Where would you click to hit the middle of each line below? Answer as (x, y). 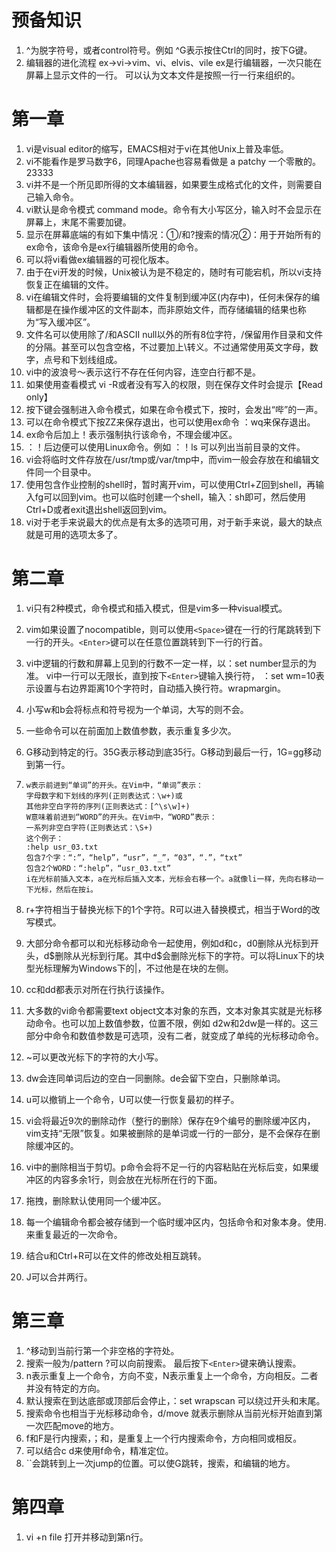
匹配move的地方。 (81, 1425)
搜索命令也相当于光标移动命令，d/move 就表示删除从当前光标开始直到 (169, 1413)
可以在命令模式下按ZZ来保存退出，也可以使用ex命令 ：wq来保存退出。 (170, 422)
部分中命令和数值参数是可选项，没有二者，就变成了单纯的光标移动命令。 (174, 1035)
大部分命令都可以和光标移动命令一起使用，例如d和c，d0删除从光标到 (168, 943)
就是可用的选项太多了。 (74, 534)
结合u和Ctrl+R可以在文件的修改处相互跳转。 (116, 1255)
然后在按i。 (76, 889)
